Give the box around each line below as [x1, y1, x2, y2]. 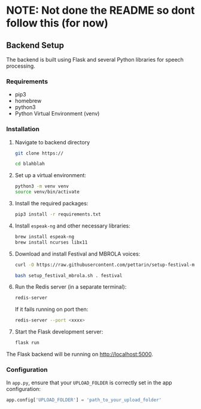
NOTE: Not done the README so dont [6, 4, 195, 17]
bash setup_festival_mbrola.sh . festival [14, 272, 123, 278]
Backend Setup [6, 40, 65, 50]
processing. [6, 62, 36, 69]
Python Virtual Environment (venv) [14, 110, 100, 117]
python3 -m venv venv [14, 183, 69, 189]
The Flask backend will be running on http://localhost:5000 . [6, 351, 154, 358]
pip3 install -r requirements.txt [14, 211, 101, 217]
